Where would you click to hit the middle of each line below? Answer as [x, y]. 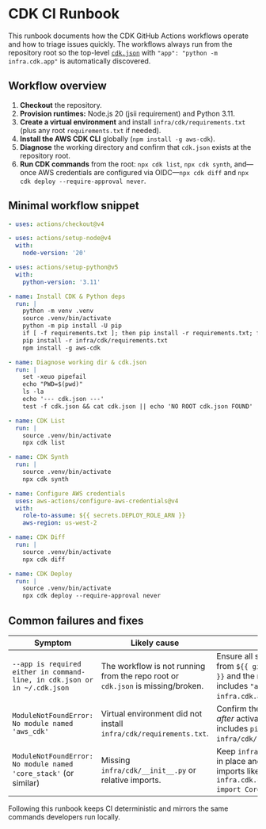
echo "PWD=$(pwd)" [53, 384]
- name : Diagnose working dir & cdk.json [78, 362]
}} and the [236, 676]
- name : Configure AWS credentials [67, 493]
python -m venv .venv [58, 311]
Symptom [53, 643]
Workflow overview [57, 86]
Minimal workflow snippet [74, 206]
